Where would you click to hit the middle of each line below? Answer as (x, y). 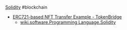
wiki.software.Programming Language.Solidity (68, 22)
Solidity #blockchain (26, 7)
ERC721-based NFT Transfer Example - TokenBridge (67, 17)
